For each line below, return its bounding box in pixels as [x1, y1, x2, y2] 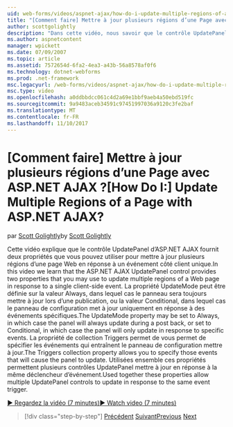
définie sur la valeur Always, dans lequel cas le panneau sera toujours [7, 290, 207, 298]
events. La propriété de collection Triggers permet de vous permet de [7, 334, 207, 342]
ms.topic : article [7, 56, 60, 62]
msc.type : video [7, 87, 54, 94]
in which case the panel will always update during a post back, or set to [7, 319, 212, 327]
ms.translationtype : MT [7, 107, 76, 114]
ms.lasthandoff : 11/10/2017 [7, 119, 89, 127]
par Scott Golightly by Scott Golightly [7, 232, 112, 240]
